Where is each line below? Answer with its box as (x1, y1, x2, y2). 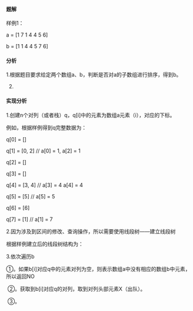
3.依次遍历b (6, 253, 35, 260)
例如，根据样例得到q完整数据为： (6, 124, 87, 131)
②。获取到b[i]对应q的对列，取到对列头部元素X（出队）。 (7, 285, 146, 292)
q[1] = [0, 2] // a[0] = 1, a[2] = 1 (6, 147, 81, 154)
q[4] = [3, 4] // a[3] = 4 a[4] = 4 (6, 181, 84, 188)
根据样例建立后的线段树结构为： (6, 240, 84, 247)
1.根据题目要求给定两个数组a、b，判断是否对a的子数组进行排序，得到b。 (6, 71, 182, 78)
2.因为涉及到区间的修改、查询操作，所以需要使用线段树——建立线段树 (6, 227, 176, 235)
